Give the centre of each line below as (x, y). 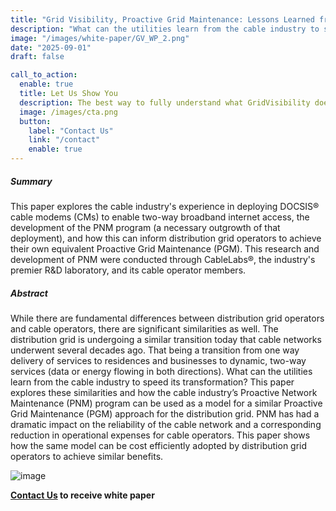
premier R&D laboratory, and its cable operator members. (128, 270)
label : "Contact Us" (71, 131)
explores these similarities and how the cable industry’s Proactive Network (164, 392)
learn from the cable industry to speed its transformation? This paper (152, 382)
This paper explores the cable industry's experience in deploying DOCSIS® (165, 206)
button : (35, 121)
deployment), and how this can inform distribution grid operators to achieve (166, 238)
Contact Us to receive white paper (82, 495)
